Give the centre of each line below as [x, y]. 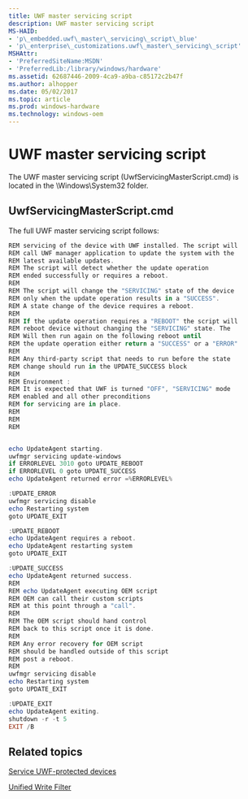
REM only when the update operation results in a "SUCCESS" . [114, 298]
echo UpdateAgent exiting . [54, 711]
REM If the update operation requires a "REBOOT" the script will [123, 321]
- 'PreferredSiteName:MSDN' [56, 62]
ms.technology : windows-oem [56, 115]
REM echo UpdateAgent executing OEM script [83, 591]
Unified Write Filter [40, 787]
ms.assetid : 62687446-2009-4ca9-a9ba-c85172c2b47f [96, 76]
